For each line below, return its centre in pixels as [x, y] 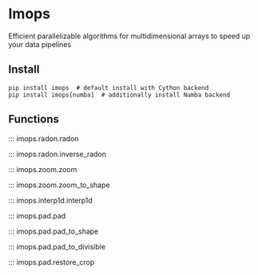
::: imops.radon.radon [44, 138]
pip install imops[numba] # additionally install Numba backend [119, 95]
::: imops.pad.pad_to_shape [54, 231]
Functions [34, 119]
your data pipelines [40, 44]
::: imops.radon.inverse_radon [57, 154]
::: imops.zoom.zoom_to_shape [59, 185]
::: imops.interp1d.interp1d [51, 200]
